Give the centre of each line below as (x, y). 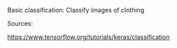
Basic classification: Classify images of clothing (76, 10)
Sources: (20, 23)
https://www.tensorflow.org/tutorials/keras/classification (88, 37)
